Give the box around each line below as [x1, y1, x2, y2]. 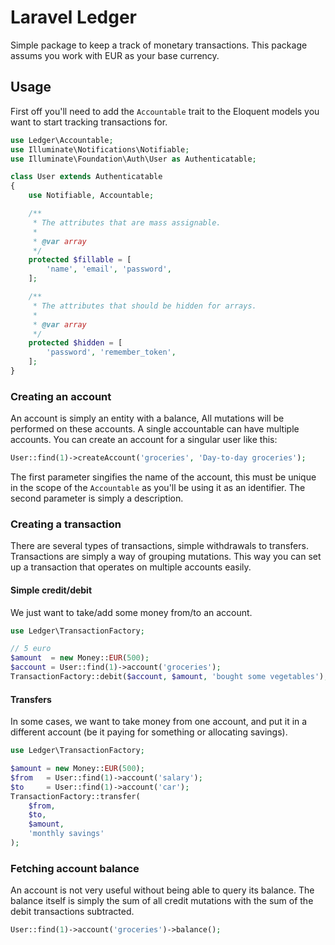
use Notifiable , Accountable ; [28, 191, 155, 201]
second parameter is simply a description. [10, 492, 184, 505]
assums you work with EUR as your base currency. [10, 49, 220, 61]
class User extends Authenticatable [10, 172, 163, 182]
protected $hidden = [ [28, 338, 123, 348]
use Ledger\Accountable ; [10, 135, 114, 145]
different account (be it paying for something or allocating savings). [10, 726, 288, 738]
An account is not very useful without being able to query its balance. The [10, 884, 315, 896]
